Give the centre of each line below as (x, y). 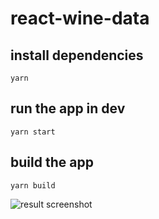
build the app (52, 162)
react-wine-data (80, 18)
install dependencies (77, 55)
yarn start (33, 132)
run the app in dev (68, 108)
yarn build (33, 185)
